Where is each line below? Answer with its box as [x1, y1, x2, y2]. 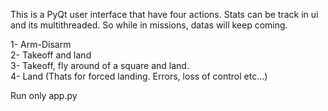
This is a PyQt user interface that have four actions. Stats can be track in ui [10, 9, 319, 20]
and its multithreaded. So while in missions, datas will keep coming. [10, 19, 288, 31]
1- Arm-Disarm [10, 39, 72, 50]
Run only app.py [10, 90, 78, 101]
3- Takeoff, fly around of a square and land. [10, 60, 190, 71]
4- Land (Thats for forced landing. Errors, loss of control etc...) [10, 70, 268, 82]
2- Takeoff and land [10, 49, 92, 61]
